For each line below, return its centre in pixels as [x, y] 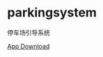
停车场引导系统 [29, 32]
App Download [29, 46]
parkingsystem [52, 13]
